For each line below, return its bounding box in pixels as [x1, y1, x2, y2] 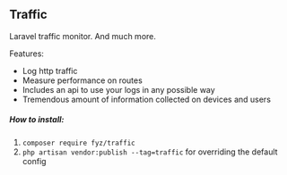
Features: [9, 48, 45, 59]
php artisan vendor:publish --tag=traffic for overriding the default [22, 146, 278, 157]
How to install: [9, 114, 65, 125]
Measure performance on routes [22, 75, 143, 86]
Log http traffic [22, 65, 78, 76]
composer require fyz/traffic [22, 138, 136, 147]
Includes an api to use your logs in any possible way [22, 84, 215, 95]
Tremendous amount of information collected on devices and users [22, 94, 272, 104]
